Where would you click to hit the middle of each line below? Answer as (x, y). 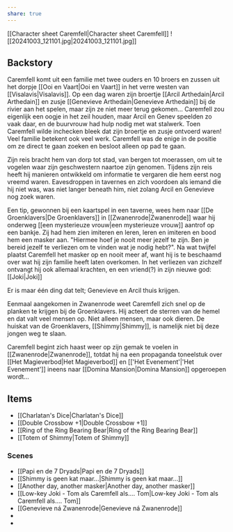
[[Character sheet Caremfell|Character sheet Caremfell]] (88, 33)
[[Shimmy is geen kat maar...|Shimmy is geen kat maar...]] (100, 478)
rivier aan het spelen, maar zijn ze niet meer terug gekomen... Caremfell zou (116, 109)
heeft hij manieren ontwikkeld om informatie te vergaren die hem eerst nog (114, 174)
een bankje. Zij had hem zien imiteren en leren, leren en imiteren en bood (112, 233)
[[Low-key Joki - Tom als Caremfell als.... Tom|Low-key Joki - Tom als (118, 493)
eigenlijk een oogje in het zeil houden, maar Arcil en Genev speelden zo (110, 116)
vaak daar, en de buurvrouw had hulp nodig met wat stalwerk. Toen (104, 124)
